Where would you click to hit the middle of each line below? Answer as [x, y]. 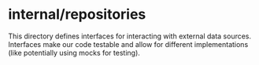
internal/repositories [77, 14]
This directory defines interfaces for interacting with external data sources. [130, 36]
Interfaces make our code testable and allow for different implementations [128, 44]
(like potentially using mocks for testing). [74, 52]
